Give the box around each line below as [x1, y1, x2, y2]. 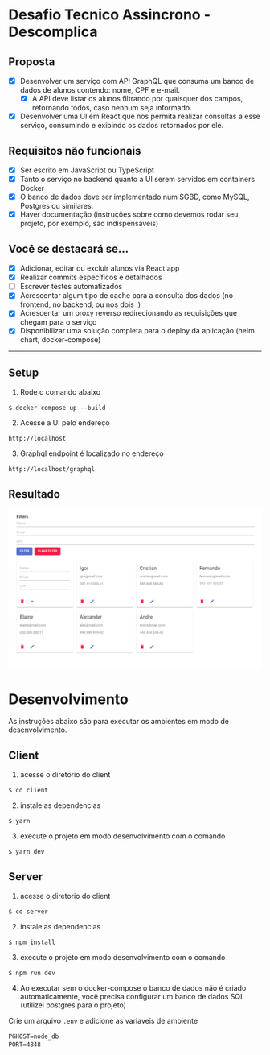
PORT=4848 [8, 1041, 42, 1049]
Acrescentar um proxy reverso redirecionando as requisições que [19, 308, 238, 318]
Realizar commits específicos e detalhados [19, 272, 162, 283]
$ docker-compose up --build [8, 404, 106, 412]
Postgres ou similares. [19, 201, 94, 211]
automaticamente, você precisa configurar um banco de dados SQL [19, 992, 245, 1002]
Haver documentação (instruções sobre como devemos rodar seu [19, 209, 239, 219]
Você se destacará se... [8, 242, 129, 255]
